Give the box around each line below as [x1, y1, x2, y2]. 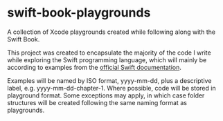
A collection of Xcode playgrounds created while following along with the [7, 28, 216, 36]
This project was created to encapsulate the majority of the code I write [7, 48, 211, 57]
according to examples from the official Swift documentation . [7, 63, 182, 71]
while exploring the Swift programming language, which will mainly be [7, 55, 207, 64]
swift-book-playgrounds [7, 5, 151, 21]
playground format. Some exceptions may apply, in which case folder [7, 91, 205, 100]
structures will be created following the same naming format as [7, 98, 187, 106]
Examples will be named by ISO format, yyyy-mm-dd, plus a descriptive [7, 76, 212, 84]
